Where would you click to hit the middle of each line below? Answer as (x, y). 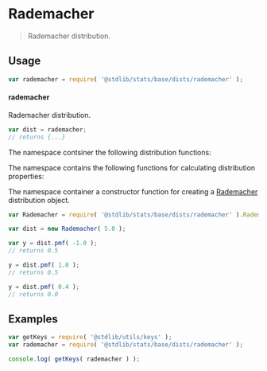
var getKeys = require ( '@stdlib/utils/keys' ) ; (90, 338)
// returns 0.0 (33, 294)
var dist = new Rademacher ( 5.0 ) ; (67, 229)
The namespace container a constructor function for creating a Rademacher (133, 191)
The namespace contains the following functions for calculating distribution (132, 167)
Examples (33, 319)
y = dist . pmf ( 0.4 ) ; (44, 287)
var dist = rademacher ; (48, 129)
